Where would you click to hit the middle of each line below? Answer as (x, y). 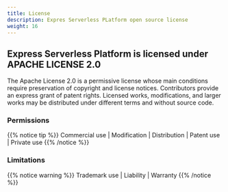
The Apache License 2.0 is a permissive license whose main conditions (108, 81)
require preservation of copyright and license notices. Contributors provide (113, 88)
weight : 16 (23, 26)
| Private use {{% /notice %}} (48, 142)
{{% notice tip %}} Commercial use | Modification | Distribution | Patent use (114, 135)
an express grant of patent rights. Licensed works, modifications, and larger (114, 96)
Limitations (26, 160)
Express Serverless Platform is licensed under (108, 54)
